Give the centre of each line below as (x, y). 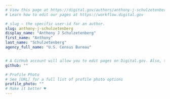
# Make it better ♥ (26, 89)
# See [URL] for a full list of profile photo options (64, 79)
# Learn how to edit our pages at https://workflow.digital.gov (74, 15)
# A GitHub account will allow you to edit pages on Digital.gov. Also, (83, 61)
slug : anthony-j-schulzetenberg (39, 28)
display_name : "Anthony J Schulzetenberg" (51, 33)
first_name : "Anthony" (29, 38)
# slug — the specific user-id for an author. (55, 24)
